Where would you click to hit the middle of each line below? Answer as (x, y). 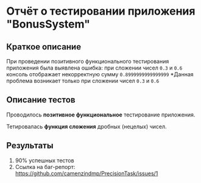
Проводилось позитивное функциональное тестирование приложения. (101, 115)
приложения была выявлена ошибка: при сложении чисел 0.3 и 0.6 (94, 68)
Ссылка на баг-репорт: (45, 167)
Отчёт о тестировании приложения (101, 11)
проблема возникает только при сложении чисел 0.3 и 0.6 (83, 81)
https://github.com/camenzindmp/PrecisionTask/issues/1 (86, 173)
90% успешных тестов (44, 160)
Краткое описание (44, 47)
